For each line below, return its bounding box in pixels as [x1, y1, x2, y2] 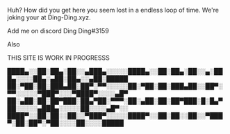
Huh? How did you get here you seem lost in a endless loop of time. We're [7, 6, 220, 14]
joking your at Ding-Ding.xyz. [7, 13, 91, 22]
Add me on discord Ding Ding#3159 [7, 27, 109, 35]
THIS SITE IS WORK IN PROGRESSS [7, 53, 110, 62]
